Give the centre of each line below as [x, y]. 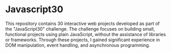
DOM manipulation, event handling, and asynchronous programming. [78, 45]
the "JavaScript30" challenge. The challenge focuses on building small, [80, 29]
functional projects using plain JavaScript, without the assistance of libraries [86, 34]
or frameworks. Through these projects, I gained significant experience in [82, 40]
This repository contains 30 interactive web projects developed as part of [82, 23]
